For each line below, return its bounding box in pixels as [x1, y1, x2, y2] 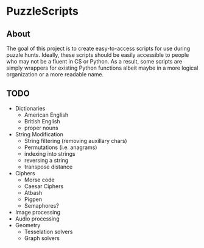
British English [24, 117, 60, 125]
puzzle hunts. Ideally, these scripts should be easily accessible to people [6, 51, 189, 59]
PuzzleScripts [6, 4, 79, 18]
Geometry [15, 221, 41, 228]
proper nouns [24, 124, 59, 131]
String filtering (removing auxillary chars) [24, 137, 127, 144]
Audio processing [15, 215, 60, 222]
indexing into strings [24, 150, 76, 157]
